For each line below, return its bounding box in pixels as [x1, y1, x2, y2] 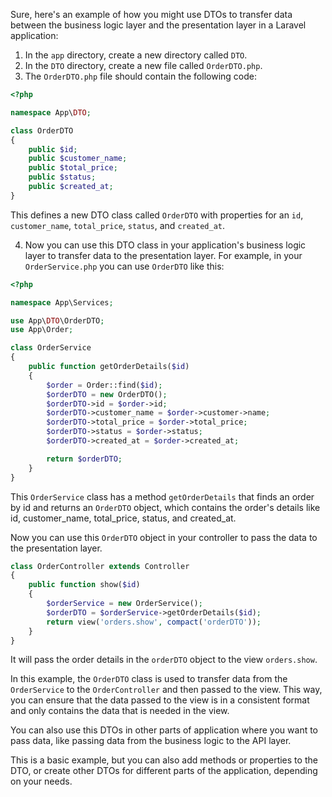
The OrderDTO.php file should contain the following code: [24, 70, 257, 82]
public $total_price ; [28, 163, 118, 173]
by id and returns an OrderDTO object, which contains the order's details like [10, 501, 321, 513]
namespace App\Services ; [10, 297, 114, 308]
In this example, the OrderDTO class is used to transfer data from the [10, 673, 288, 685]
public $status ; [28, 172, 97, 183]
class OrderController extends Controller [10, 561, 190, 571]
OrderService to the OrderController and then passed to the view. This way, [10, 684, 323, 696]
